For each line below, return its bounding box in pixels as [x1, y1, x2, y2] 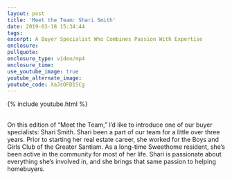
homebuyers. [7, 165, 45, 173]
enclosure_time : [7, 62, 54, 69]
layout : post [7, 10, 45, 17]
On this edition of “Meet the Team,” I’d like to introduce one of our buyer [7, 120, 213, 129]
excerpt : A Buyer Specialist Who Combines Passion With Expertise [7, 36, 203, 43]
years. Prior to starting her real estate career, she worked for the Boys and [7, 136, 220, 144]
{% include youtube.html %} [7, 100, 88, 108]
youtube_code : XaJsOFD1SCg [7, 81, 85, 88]
